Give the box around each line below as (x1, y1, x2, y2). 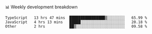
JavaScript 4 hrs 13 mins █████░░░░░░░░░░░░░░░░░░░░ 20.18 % (5, 20, 148, 25)
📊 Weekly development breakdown (5, 4, 78, 10)
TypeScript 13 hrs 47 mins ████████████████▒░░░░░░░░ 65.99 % (5, 15, 148, 20)
